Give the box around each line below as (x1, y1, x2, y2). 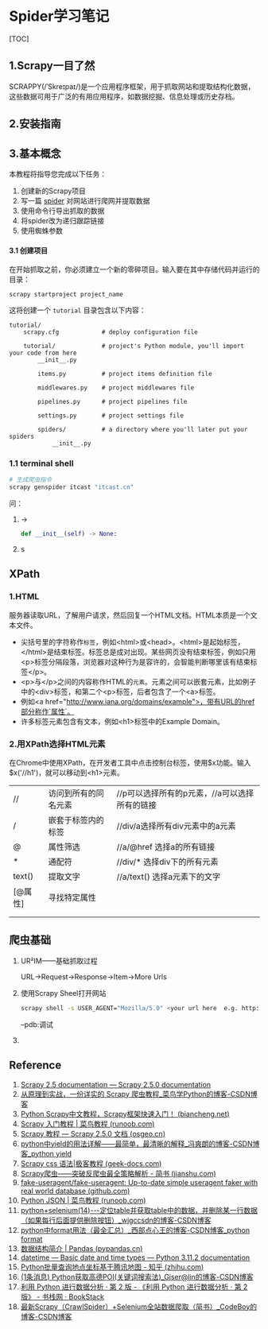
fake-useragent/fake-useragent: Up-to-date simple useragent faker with (20, 1177, 258, 1187)
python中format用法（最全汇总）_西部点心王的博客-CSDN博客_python (20, 1225, 251, 1234)
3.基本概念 (9, 146, 62, 160)
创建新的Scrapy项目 (20, 186, 87, 196)
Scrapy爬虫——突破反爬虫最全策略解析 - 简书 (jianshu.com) (20, 1168, 217, 1178)
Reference (9, 1059, 62, 1072)
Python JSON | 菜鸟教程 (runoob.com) (20, 1195, 146, 1205)
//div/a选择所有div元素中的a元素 (116, 820, 236, 831)
